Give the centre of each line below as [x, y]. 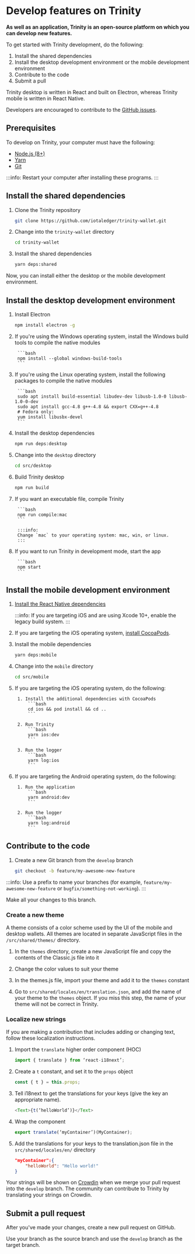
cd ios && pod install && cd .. [67, 709]
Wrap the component [40, 1121]
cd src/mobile [32, 677]
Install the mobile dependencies [53, 644]
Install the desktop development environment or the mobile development [102, 62]
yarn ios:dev [43, 735]
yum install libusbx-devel [50, 417]
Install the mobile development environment [88, 590]
